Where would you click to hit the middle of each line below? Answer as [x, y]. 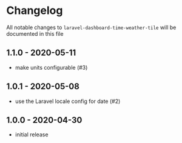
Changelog [35, 11]
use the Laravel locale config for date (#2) [68, 101]
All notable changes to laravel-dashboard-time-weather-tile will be [91, 27]
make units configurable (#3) [51, 67]
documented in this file [35, 33]
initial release [32, 135]
